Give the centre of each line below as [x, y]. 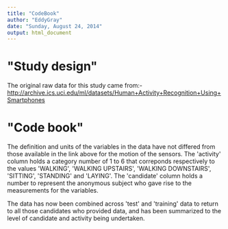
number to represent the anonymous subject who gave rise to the [99, 183]
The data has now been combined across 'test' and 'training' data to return [113, 204]
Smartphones [26, 100]
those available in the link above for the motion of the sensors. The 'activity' [114, 154]
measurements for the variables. [53, 191]
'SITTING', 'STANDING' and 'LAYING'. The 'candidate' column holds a [105, 176]
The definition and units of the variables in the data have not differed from [111, 147]
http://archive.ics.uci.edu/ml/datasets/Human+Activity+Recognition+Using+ [114, 93]
